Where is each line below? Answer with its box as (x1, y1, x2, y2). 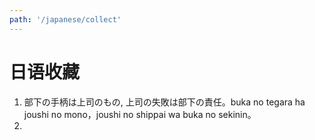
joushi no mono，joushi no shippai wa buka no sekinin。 (23, 108, 257, 120)
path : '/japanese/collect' (9, 14, 122, 25)
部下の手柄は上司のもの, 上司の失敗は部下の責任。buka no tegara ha (23, 96, 306, 108)
